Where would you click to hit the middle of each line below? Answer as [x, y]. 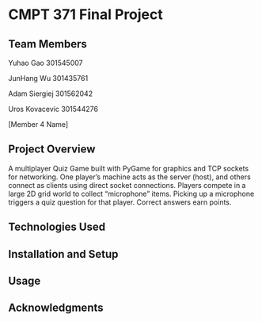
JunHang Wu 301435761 [48, 78]
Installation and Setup [63, 254]
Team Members [47, 44]
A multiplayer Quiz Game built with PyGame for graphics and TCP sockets [129, 168]
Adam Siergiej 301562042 [51, 94]
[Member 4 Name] [38, 124]
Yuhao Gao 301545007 [46, 63]
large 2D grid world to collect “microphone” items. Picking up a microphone [131, 194]
